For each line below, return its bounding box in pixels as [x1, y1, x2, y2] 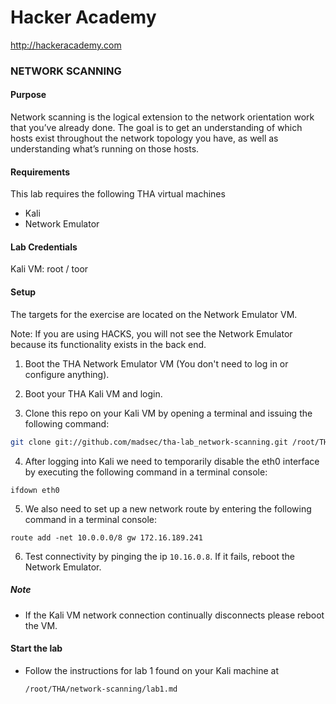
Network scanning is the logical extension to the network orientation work [10, 111, 315, 123]
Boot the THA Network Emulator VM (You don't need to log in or [24, 357, 289, 370]
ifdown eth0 [10, 485, 60, 495]
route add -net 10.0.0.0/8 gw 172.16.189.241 [10, 532, 203, 543]
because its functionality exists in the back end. [10, 338, 207, 350]
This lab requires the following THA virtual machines [10, 188, 226, 200]
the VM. [24, 619, 58, 631]
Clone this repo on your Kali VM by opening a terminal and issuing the [24, 407, 313, 419]
